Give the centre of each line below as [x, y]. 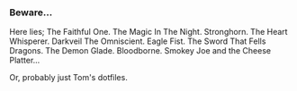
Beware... [31, 12]
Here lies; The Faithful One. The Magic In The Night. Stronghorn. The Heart [148, 32]
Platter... [25, 61]
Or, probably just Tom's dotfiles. [68, 78]
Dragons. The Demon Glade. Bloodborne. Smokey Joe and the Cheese [140, 51]
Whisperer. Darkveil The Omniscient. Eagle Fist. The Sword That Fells [138, 41]
